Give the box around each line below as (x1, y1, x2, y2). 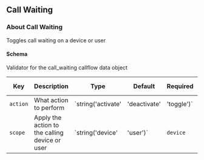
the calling (34, 128, 64, 136)
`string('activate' (74, 100, 121, 108)
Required (166, 82, 194, 90)
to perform (34, 103, 65, 112)
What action (34, 96, 69, 104)
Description (34, 82, 69, 90)
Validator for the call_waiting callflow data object (6, 63, 127, 71)
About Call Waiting (6, 23, 63, 31)
